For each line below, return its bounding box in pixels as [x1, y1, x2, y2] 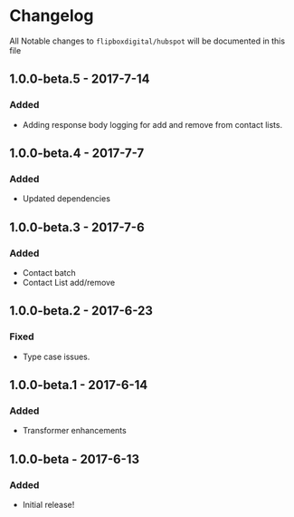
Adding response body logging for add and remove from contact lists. [22, 119, 283, 130]
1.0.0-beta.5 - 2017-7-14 [9, 72, 151, 87]
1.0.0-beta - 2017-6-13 [9, 451, 140, 467]
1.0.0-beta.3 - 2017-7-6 [9, 219, 145, 235]
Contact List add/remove [22, 278, 116, 288]
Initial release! [22, 500, 75, 511]
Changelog [9, 5, 94, 26]
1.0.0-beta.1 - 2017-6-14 [9, 377, 148, 393]
